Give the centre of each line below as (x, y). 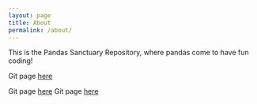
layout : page (30, 15)
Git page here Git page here (53, 91)
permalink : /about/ (40, 30)
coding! (21, 61)
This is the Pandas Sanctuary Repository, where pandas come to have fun (128, 53)
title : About (30, 23)
